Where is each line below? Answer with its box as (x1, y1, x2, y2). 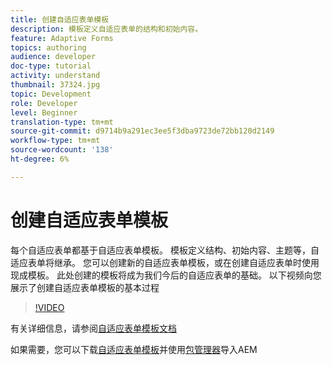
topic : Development (10, 89, 92, 99)
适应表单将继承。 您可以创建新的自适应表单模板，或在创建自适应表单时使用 (10, 256, 320, 268)
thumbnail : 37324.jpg (10, 80, 101, 90)
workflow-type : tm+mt (10, 136, 101, 146)
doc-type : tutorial (10, 61, 92, 71)
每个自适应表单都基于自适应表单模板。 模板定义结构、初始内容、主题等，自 (10, 244, 320, 256)
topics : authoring (10, 42, 87, 53)
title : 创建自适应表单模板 (10, 14, 110, 25)
